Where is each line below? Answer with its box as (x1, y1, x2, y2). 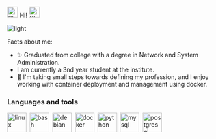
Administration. (16, 59, 60, 66)
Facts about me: (7, 37, 53, 46)
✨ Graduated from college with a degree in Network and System (16, 51, 199, 59)
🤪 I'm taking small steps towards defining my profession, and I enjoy (16, 73, 209, 81)
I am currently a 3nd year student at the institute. (16, 65, 155, 74)
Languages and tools (7, 97, 79, 106)
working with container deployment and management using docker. (16, 80, 208, 88)
